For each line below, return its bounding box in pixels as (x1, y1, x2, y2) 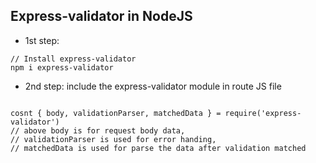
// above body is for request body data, (10, 125, 186, 136)
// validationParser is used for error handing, (10, 134, 217, 144)
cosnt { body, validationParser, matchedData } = (10, 108, 222, 118)
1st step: (24, 34, 60, 46)
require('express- (224, 108, 302, 118)
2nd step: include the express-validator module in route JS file (24, 80, 282, 92)
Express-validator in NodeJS (10, 8, 193, 25)
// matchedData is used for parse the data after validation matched (10, 143, 307, 153)
